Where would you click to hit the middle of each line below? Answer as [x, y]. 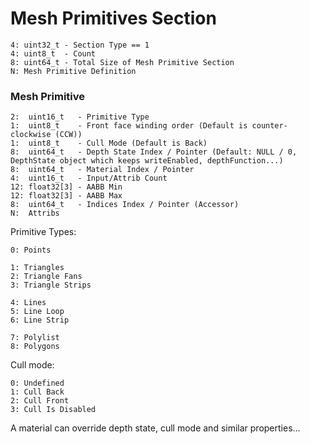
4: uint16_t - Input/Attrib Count [89, 178]
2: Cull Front [40, 401]
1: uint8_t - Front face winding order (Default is [129, 126]
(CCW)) [68, 135]
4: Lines [28, 303]
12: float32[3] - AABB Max [66, 196]
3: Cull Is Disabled [53, 410]
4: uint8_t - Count [53, 53]
